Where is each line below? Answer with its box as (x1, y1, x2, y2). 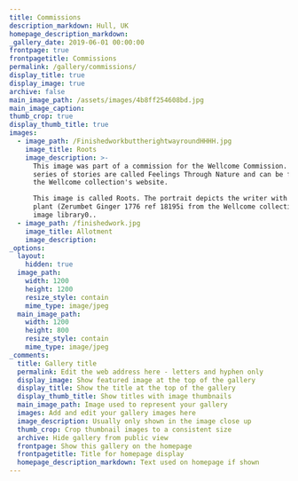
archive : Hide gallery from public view (17, 433, 169, 442)
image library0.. (32, 210, 98, 219)
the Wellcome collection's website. (32, 178, 169, 187)
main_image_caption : (9, 104, 86, 113)
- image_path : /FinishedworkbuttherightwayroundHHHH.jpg (17, 137, 232, 146)
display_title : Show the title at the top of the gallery (17, 383, 237, 393)
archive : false (9, 87, 66, 96)
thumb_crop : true (9, 112, 74, 121)
